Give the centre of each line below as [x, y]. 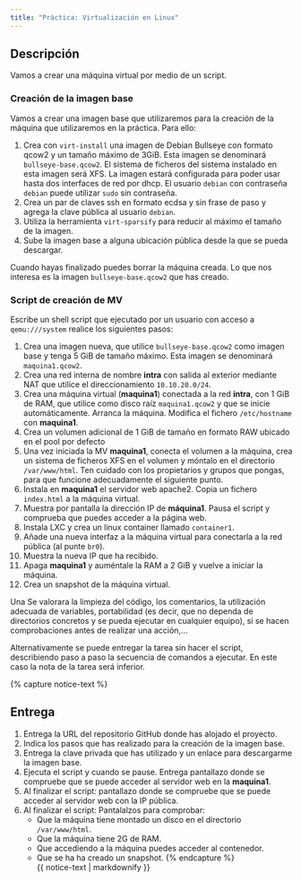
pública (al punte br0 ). [64, 547]
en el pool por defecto [64, 442]
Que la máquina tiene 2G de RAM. [99, 838]
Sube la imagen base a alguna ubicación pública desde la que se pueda [155, 240]
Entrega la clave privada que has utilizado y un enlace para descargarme [158, 753]
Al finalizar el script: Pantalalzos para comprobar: [114, 810]
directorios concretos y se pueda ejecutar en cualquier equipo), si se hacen [150, 621]
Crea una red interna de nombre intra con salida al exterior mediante [150, 375]
